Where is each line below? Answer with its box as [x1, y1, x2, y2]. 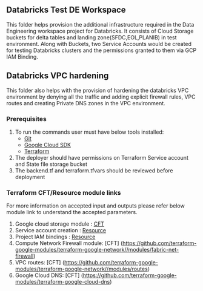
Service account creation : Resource [15, 227, 107, 234]
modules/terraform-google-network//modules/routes [15, 266, 148, 273]
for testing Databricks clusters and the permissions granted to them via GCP [6, 47, 197, 54]
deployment [15, 173, 45, 180]
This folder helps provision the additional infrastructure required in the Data [6, 21, 195, 28]
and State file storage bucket [15, 160, 88, 168]
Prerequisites [6, 114, 47, 123]
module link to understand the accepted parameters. [6, 209, 138, 216]
